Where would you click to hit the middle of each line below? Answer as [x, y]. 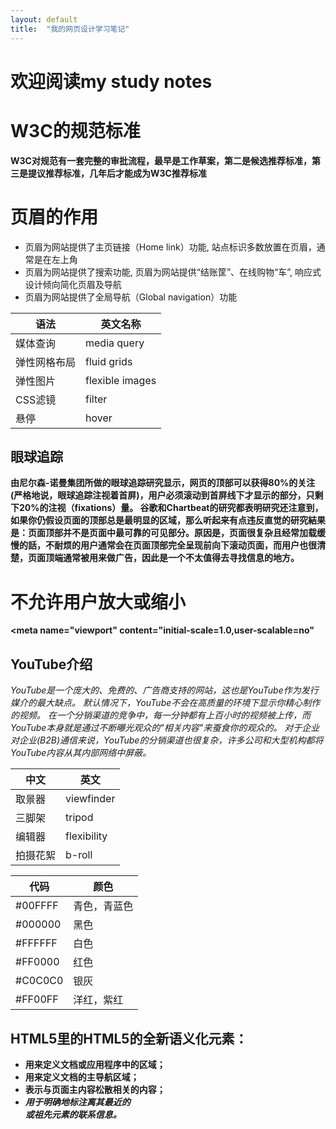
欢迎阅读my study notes [111, 81]
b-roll [79, 855]
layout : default [44, 19]
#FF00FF [37, 999]
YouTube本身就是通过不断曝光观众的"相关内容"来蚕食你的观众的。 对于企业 [165, 728]
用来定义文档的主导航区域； [82, 1077]
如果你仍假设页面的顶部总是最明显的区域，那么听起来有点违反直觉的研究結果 [168, 520]
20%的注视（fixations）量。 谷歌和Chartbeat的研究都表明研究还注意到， [171, 508]
